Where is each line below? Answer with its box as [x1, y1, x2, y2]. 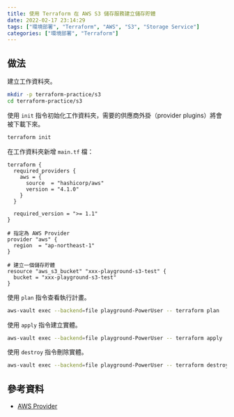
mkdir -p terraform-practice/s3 [7, 92, 101, 98]
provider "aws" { [7, 235, 58, 243]
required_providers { [13, 167, 77, 175]
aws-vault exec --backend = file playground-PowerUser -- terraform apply [7, 335, 223, 342]
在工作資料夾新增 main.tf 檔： [7, 147, 94, 156]
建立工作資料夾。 [7, 78, 56, 86]
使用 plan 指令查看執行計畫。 [7, 293, 91, 301]
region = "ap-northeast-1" [13, 242, 95, 249]
